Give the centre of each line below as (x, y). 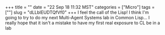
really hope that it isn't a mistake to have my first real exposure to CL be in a (82, 23)
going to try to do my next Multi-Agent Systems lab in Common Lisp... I (78, 17)
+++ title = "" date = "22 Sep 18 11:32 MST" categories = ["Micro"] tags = (80, 7)
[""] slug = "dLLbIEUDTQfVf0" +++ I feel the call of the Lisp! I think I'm (77, 12)
